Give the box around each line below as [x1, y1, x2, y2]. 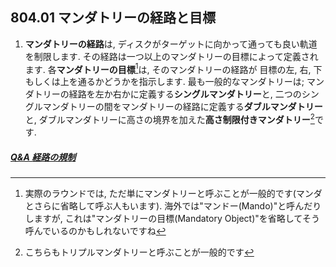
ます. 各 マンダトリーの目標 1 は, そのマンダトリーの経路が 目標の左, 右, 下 [24, 61, 323, 75]
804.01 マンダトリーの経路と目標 [10, 9, 216, 27]
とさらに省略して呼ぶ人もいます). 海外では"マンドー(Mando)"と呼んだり [24, 200, 322, 212]
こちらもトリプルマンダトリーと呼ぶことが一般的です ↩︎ [24, 246, 255, 258]
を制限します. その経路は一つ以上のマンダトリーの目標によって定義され [24, 50, 319, 62]
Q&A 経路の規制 [10, 151, 77, 163]
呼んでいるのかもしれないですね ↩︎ [24, 225, 167, 237]
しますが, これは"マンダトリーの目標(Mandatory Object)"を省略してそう [24, 213, 320, 225]
